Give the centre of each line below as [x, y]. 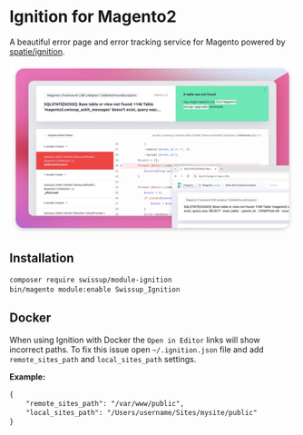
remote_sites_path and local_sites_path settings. [103, 359]
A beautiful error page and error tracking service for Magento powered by [147, 42]
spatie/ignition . [37, 51]
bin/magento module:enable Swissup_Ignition [95, 289]
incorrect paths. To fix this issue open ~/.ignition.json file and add [137, 349]
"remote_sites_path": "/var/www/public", [105, 403]
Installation [42, 257]
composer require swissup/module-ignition [91, 280]
